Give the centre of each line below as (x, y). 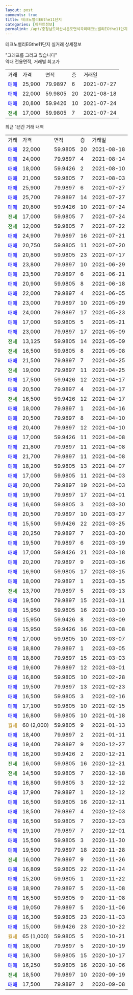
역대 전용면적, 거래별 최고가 (33, 61)
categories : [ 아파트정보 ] (30, 24)
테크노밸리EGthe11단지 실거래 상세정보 (43, 45)
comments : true (21, 15)
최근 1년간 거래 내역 (25, 127)
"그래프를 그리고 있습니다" (31, 55)
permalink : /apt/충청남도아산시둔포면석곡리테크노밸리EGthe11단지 (66, 29)
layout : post (19, 10)
